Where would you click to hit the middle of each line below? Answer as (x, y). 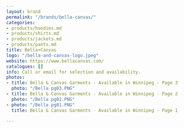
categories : (21, 22)
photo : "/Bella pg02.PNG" (43, 99)
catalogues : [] (25, 66)
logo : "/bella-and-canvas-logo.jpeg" (52, 55)
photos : (16, 77)
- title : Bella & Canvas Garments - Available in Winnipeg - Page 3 (92, 83)
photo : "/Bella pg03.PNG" (43, 88)
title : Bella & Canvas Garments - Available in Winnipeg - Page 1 (95, 110)
